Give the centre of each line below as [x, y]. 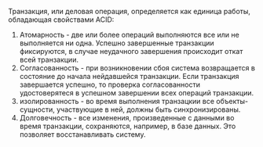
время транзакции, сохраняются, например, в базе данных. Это [128, 126]
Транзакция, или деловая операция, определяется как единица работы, [130, 11]
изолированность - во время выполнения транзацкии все [117, 101]
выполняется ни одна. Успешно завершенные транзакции [117, 43]
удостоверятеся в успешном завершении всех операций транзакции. [136, 93]
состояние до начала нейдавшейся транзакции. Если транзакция [129, 76]
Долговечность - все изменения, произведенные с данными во [127, 118]
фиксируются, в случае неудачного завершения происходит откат [131, 51]
